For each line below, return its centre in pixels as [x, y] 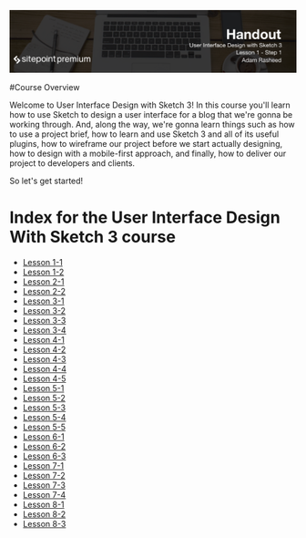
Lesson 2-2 [44, 291]
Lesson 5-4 [44, 417]
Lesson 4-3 [44, 359]
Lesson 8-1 [44, 504]
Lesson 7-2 [44, 475]
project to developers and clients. [72, 163]
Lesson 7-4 [44, 494]
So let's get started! [46, 181]
